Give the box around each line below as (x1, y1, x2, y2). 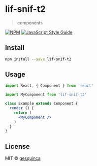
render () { (9, 106, 34, 111)
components (17, 20, 43, 26)
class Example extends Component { (5, 101, 78, 106)
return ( (14, 110, 32, 115)
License (5, 142, 30, 151)
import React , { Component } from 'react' (5, 83, 94, 88)
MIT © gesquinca (5, 155, 41, 161)
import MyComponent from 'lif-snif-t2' (5, 92, 87, 97)
